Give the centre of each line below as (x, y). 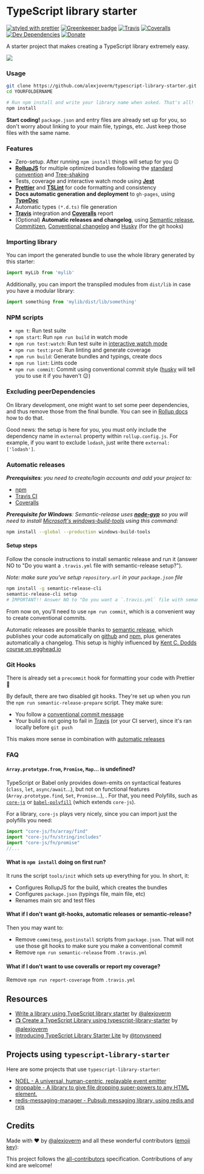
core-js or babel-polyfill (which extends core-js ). (71, 802)
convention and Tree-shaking (52, 175)
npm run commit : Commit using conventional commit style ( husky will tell (105, 369)
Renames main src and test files (55, 900)
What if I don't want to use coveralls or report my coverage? (83, 966)
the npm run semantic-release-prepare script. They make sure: (85, 702)
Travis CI (26, 496)
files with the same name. (39, 132)
